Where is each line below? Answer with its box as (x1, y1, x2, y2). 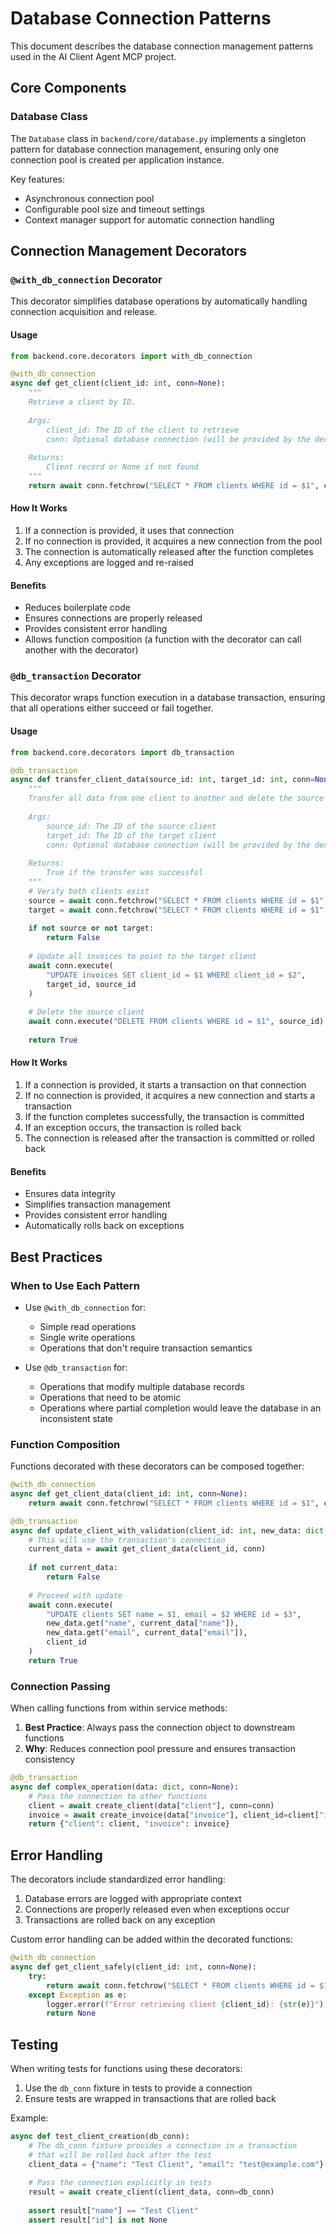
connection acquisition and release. (10, 306, 158, 318)
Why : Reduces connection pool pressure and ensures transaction (24, 1743, 296, 1755)
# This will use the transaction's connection (28, 1535, 226, 1545)
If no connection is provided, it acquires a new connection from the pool (24, 535, 323, 547)
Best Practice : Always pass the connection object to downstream (24, 1722, 296, 1734)
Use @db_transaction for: (24, 1361, 128, 1373)
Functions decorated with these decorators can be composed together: (10, 1460, 305, 1472)
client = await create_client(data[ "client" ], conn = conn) (28, 1800, 275, 1811)
